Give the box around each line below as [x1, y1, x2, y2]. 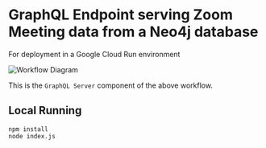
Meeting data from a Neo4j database [8, 23, 259, 41]
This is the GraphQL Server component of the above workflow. [8, 80, 214, 90]
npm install [8, 125, 48, 134]
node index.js [8, 132, 56, 140]
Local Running [8, 104, 82, 117]
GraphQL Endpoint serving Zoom [8, 6, 234, 24]
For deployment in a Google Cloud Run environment [8, 49, 181, 59]
